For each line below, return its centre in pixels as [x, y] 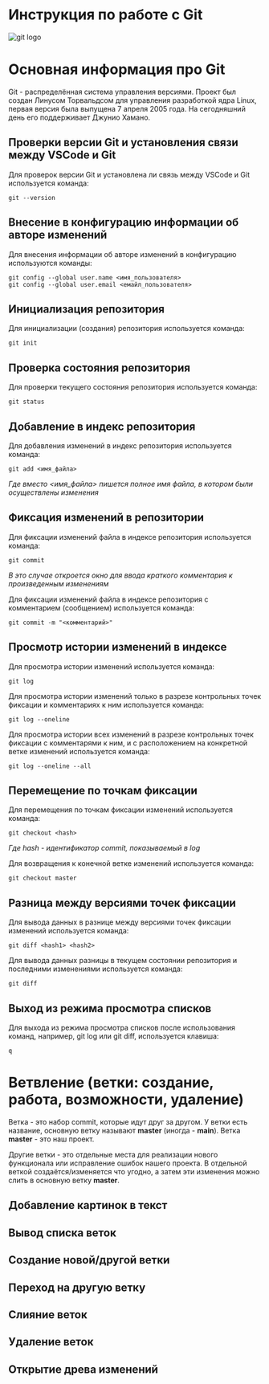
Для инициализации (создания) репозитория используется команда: [126, 329]
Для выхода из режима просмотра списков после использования [122, 1027]
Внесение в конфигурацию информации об [124, 223]
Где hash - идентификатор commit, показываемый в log [104, 848]
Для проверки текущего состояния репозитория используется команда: [133, 387]
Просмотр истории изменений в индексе [118, 647]
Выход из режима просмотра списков [110, 1008]
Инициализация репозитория [86, 309]
